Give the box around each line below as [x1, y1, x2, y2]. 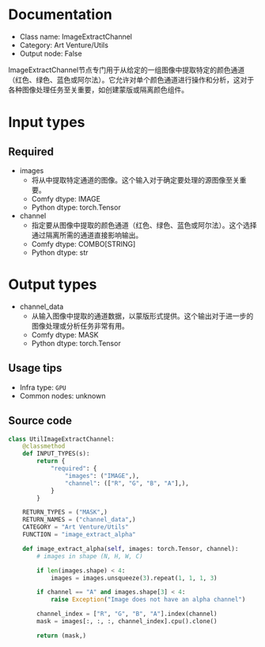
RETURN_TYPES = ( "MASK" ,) [22, 508, 108, 517]
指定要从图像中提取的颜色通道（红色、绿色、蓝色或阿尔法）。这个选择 [31, 220, 257, 229]
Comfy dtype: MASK [31, 329, 99, 339]
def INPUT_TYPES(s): [22, 450, 90, 458]
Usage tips [8, 361, 62, 375]
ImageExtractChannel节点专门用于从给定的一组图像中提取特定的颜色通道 [8, 65, 245, 75]
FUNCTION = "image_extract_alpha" [22, 530, 136, 538]
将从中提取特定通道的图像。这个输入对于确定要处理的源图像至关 [31, 175, 240, 184]
